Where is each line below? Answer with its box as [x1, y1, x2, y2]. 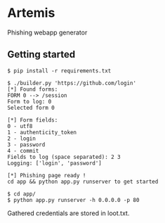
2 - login [7, 135, 37, 142]
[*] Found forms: [7, 86, 58, 93]
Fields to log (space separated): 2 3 [7, 153, 121, 160]
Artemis [7, 5, 55, 21]
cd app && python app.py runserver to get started [7, 178, 159, 185]
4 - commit [7, 147, 39, 154]
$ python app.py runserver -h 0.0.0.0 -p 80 [7, 196, 140, 203]
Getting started [7, 49, 76, 60]
